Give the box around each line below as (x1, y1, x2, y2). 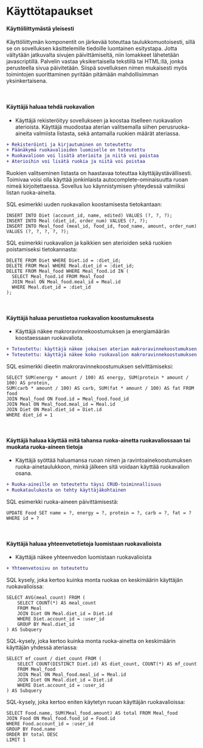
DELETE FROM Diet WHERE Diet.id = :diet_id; (6, 257, 121, 264)
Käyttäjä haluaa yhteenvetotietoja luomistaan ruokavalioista (6, 540, 162, 547)
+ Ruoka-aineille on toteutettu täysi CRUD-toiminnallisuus (6, 481, 162, 487)
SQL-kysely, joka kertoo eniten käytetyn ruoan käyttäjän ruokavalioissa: (6, 699, 185, 706)
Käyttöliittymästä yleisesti (6, 24, 75, 32)
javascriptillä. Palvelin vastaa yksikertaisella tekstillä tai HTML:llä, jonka (6, 58, 184, 65)
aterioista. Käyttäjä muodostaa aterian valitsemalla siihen (15, 123, 158, 131)
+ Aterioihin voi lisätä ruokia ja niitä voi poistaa (6, 159, 146, 165)
